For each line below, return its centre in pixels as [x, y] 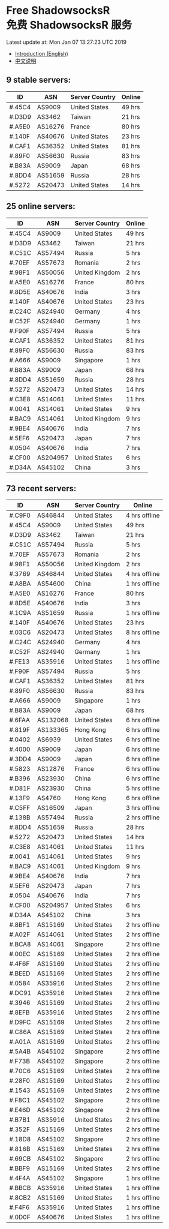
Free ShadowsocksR [58, 10]
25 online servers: [41, 207]
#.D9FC [20, 1022]
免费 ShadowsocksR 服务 [69, 25]
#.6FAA [20, 720]
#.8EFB [19, 1012]
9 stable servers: [38, 80]
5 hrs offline [143, 788]
